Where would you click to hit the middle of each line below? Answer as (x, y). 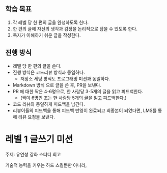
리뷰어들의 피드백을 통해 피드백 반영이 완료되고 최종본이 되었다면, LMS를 (85, 110)
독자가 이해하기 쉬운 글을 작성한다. (47, 35)
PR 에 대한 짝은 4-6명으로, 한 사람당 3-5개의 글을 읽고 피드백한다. (78, 91)
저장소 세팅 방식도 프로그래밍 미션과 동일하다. (65, 78)
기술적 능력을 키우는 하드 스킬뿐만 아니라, (46, 165)
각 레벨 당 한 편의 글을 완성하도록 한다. (51, 22)
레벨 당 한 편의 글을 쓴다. (37, 66)
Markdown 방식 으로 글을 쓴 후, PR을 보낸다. (57, 85)
